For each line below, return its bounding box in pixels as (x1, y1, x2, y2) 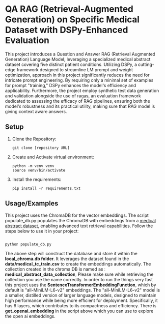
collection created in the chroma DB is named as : (5, 266, 106, 272)
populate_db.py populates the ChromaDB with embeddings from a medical (5, 217, 156, 223)
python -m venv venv (12, 163, 55, 168)
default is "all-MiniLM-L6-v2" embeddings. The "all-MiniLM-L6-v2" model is (5, 287, 160, 293)
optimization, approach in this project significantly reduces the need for (5, 72, 150, 78)
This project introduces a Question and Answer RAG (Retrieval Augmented (5, 51, 156, 57)
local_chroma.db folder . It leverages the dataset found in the (5, 256, 129, 262)
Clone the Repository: (12, 136, 56, 142)
